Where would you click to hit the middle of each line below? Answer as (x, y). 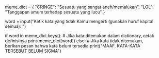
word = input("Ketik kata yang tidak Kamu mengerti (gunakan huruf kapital (79, 21)
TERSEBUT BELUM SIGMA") (33, 51)
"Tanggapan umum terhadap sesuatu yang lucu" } (55, 12)
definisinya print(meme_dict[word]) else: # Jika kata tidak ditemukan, (74, 41)
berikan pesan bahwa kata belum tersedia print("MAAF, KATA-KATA (73, 46)
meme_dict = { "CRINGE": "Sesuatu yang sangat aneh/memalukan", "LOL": (79, 7)
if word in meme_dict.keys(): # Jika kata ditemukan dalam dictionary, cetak (79, 36)
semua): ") (16, 26)
